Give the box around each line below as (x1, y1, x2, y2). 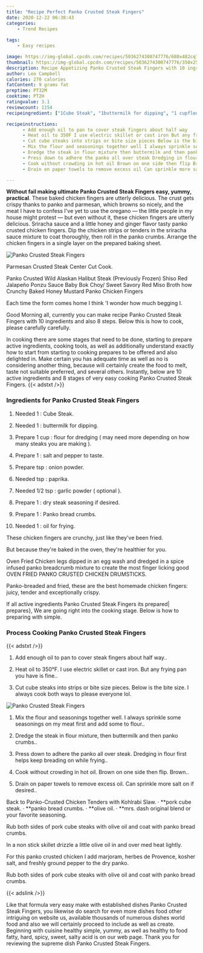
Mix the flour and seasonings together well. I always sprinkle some (14, 713, 181, 721)
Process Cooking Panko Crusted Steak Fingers (6, 628, 146, 637)
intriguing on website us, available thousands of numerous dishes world (6, 914, 185, 921)
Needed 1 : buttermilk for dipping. (14, 422, 98, 429)
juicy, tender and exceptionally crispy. (6, 588, 101, 596)
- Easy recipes (17, 43, 56, 49)
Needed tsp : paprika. (14, 475, 69, 482)
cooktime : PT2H (6, 93, 45, 99)
